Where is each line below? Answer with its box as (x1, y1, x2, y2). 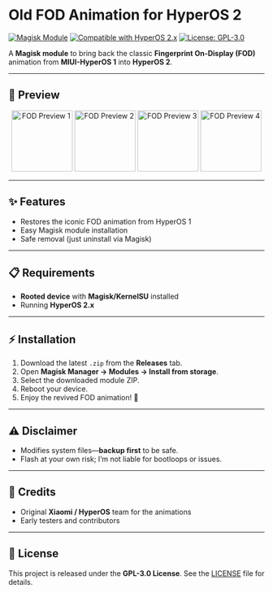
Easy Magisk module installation (19, 225, 128, 235)
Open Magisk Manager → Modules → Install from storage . (19, 367, 219, 377)
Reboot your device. (19, 384, 89, 394)
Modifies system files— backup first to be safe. (19, 446, 179, 455)
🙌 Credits (8, 486, 57, 499)
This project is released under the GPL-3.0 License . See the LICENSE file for (8, 568, 265, 578)
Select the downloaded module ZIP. (19, 376, 140, 386)
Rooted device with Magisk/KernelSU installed (19, 291, 179, 302)
